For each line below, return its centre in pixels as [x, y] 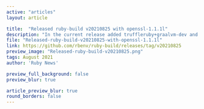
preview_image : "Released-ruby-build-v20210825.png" [75, 52]
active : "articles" [31, 12]
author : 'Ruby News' [33, 63]
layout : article [27, 18]
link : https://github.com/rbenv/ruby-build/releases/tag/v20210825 [94, 46]
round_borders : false [34, 96]
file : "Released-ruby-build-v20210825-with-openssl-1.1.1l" [85, 40]
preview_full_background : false [47, 74]
